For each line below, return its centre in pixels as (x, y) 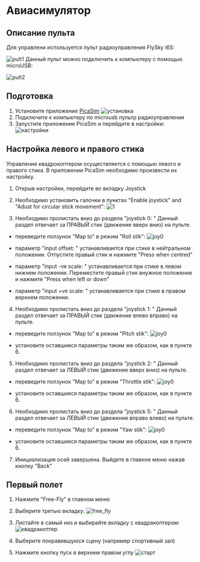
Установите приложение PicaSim (57, 111)
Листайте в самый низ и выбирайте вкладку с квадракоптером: (97, 523)
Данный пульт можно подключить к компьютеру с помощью (104, 59)
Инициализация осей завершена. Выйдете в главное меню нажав (100, 459)
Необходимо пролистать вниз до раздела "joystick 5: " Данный (96, 411)
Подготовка (30, 96)
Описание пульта (41, 33)
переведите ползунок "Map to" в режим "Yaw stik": (81, 430)
